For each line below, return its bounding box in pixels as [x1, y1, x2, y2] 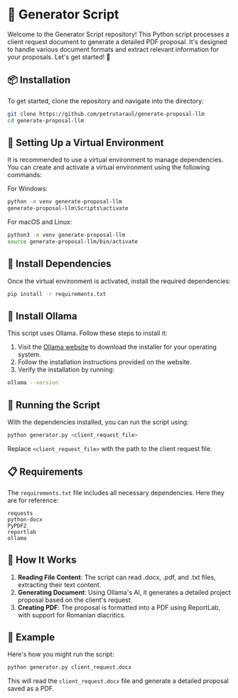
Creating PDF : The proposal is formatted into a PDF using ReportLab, [17, 603, 221, 611]
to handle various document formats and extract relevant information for [7, 45, 219, 53]
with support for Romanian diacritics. [17, 610, 126, 619]
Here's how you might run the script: [7, 650, 115, 659]
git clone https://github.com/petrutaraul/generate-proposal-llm [7, 110, 205, 117]
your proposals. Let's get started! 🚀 [7, 53, 111, 61]
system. [17, 350, 41, 359]
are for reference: [7, 496, 59, 504]
